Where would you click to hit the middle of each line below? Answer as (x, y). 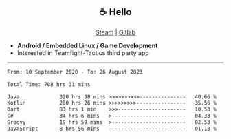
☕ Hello (115, 12)
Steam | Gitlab (115, 32)
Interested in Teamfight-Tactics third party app (83, 53)
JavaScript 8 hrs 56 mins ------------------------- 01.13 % (112, 129)
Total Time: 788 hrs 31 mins (49, 84)
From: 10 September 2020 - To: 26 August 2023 (75, 72)
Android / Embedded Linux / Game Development (87, 45)
